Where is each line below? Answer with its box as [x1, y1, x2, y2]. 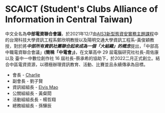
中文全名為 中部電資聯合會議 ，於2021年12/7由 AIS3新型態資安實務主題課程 [5, 30, 154, 36]
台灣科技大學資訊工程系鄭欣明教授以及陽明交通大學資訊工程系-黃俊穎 [9, 37, 150, 43]
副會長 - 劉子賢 [12, 78, 43, 84]
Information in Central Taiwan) [5, 14, 133, 25]
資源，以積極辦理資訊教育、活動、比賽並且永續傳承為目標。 [26, 61, 148, 67]
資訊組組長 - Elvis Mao [12, 84, 58, 90]
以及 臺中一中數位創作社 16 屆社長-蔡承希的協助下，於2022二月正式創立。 [5, 55, 156, 61]
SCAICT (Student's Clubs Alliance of [5, 3, 158, 15]
